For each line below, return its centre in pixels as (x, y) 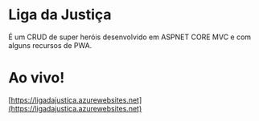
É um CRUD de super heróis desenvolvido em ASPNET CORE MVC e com (130, 37)
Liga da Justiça (60, 15)
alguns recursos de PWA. (50, 45)
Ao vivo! (37, 78)
